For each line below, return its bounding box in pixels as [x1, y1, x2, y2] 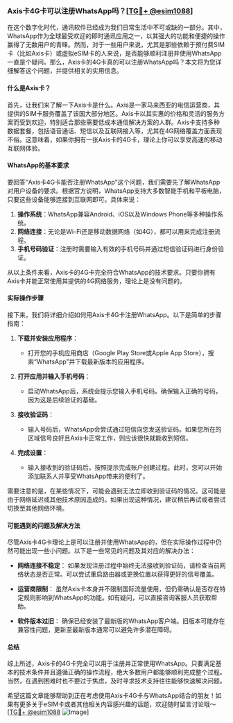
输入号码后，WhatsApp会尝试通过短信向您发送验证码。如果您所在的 [27, 425, 222, 433]
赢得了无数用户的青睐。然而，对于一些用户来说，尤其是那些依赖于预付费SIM [7, 40, 225, 49]
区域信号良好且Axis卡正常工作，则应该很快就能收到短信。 [27, 434, 192, 442]
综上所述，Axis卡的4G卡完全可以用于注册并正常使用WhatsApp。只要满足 [7, 659, 216, 667]
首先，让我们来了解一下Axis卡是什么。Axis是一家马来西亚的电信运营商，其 [7, 101, 221, 109]
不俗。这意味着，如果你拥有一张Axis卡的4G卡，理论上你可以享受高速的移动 [7, 135, 223, 144]
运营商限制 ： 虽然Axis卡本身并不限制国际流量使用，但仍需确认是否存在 [17, 585, 220, 593]
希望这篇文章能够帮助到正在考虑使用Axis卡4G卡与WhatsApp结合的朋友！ [7, 692, 216, 700]
